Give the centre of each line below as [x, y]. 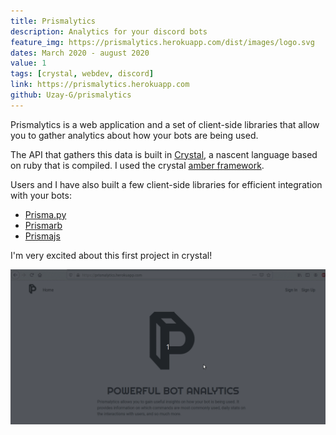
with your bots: [41, 195]
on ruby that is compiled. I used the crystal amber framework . [137, 165]
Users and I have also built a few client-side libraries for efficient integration [166, 184]
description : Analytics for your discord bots [109, 31]
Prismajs [42, 236]
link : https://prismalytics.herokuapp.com [100, 85]
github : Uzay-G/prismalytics [71, 95]
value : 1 [28, 63]
